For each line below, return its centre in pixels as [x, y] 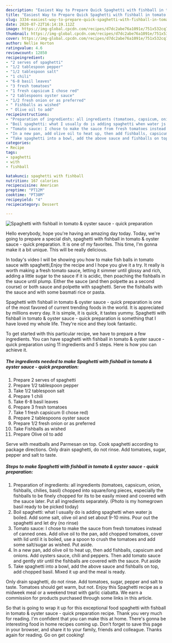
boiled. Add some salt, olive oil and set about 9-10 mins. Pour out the [85, 517]
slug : [11, 19]
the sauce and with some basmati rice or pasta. [56, 292]
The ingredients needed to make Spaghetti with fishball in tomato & [79, 362]
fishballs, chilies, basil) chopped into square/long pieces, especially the [88, 490]
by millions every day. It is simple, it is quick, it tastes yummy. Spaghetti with [86, 313]
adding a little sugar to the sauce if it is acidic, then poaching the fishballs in [85, 276]
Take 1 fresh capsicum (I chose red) [51, 412]
